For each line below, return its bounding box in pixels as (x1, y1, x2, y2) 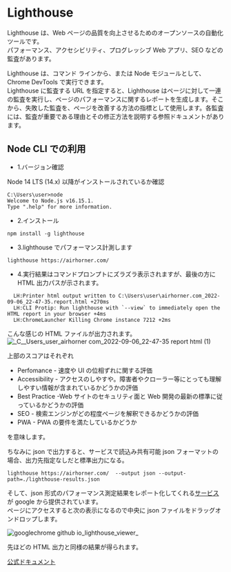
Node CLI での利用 (7, 143, 86, 155)
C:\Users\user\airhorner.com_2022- (118, 292, 221, 299)
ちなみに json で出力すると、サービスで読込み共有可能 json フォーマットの (7, 447, 219, 455)
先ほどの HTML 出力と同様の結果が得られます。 (7, 542, 143, 551)
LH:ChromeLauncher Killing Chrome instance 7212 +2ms (13, 316, 171, 323)
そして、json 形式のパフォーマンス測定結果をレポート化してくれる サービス (7, 488, 219, 497)
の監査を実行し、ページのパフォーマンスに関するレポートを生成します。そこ (7, 95, 224, 103)
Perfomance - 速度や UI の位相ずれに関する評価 (17, 366, 153, 374)
